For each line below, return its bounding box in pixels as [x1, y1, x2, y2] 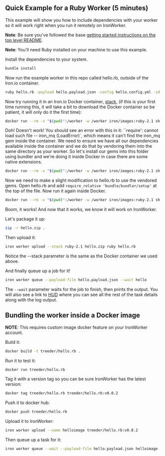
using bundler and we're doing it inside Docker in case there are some [5, 154, 148, 160]
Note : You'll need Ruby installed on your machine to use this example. [5, 46, 148, 52]
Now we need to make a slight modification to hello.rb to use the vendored [5, 177, 157, 183]
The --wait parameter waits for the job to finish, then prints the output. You [5, 286, 158, 292]
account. [5, 330, 23, 335]
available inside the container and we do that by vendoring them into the [5, 143, 152, 149]
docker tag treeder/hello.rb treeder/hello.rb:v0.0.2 [5, 391, 119, 396]
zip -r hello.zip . [5, 226, 45, 231]
